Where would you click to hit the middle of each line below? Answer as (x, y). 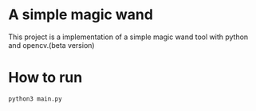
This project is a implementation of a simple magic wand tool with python (128, 37)
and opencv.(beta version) (51, 45)
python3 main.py (35, 99)
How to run (45, 78)
